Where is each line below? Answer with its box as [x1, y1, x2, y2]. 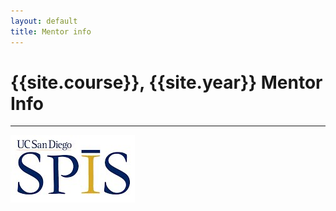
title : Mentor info [10, 26, 92, 37]
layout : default [10, 16, 78, 26]
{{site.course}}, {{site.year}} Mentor [10, 71, 323, 94]
